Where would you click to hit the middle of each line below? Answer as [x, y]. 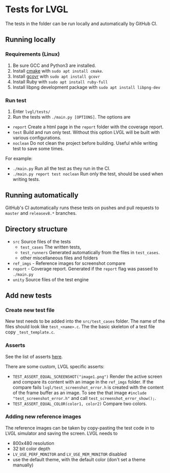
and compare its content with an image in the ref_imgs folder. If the [83, 381]
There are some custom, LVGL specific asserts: [55, 366]
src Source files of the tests [42, 241]
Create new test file [30, 310]
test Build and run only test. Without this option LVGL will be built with [86, 132]
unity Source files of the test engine [51, 279]
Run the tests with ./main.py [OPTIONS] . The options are [72, 117]
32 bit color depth [31, 448]
